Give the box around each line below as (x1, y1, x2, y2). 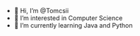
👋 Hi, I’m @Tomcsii (13, 7, 69, 15)
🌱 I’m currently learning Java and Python (13, 21, 133, 29)
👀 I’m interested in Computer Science (13, 14, 123, 22)
